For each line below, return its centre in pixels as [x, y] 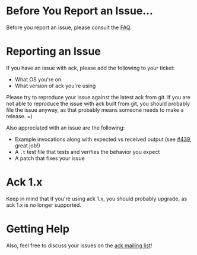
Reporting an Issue [53, 51]
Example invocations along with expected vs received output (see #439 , [103, 139]
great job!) [27, 145]
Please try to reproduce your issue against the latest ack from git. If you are [99, 97]
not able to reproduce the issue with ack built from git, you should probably [98, 103]
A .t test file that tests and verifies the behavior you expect [87, 152]
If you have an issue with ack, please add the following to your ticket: [90, 68]
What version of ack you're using [55, 86]
